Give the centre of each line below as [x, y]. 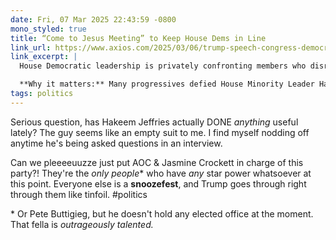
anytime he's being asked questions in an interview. [116, 143]
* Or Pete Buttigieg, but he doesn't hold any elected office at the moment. [162, 213]
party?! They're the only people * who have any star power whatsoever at [161, 173]
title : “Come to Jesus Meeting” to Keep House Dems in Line [138, 38]
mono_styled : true [48, 29]
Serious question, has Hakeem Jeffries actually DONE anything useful [154, 122]
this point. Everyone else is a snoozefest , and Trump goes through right [158, 183]
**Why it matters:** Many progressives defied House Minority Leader [167, 84]
